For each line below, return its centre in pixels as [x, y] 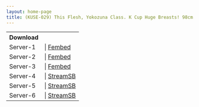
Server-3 [22, 66]
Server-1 [22, 47]
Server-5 [22, 86]
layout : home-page [29, 12]
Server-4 [22, 76]
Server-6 [22, 95]
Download [24, 37]
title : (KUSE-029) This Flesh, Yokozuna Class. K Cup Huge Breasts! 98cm [100, 17]
